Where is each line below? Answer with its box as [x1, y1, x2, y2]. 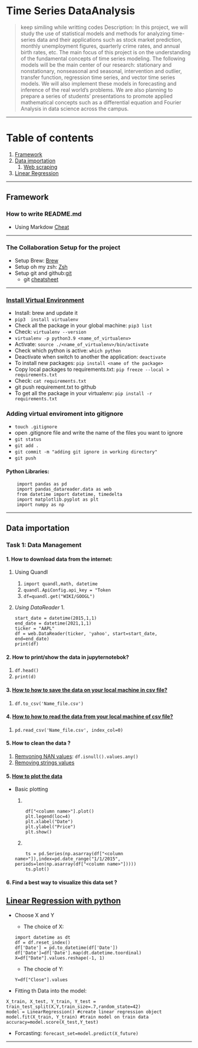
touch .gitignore [14, 424, 58, 430]
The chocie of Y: [23, 965, 64, 973]
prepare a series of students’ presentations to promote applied [20, 93, 173, 100]
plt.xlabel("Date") [25, 819, 74, 825]
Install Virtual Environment [6, 296, 84, 304]
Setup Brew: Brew [14, 257, 59, 264]
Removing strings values [14, 759, 75, 766]
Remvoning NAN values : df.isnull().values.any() [14, 753, 138, 760]
